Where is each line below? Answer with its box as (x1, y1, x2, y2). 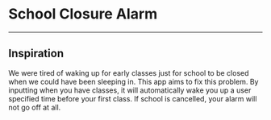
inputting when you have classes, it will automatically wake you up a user (8, 85, 252, 95)
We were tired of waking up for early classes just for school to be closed (8, 68, 249, 77)
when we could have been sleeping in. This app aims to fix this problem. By (8, 77, 259, 86)
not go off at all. (8, 102, 61, 112)
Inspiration (8, 47, 65, 60)
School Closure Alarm (8, 5, 158, 23)
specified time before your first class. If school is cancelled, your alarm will (8, 93, 257, 103)
